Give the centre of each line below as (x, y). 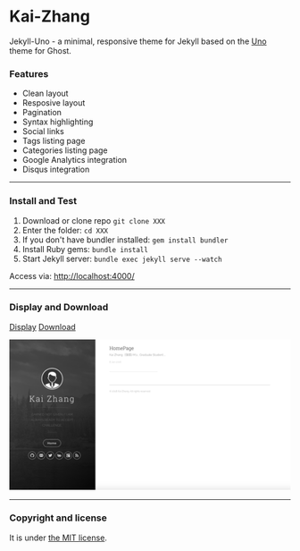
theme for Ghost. (40, 50)
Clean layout (45, 93)
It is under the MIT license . (58, 538)
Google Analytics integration (75, 160)
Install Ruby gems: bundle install (85, 249)
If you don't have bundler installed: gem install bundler (125, 240)
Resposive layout (54, 103)
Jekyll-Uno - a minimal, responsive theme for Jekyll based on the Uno (138, 41)
